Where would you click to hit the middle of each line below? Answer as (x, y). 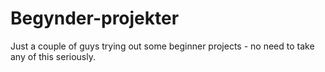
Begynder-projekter (95, 18)
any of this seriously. (53, 56)
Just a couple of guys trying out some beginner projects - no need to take (162, 46)
